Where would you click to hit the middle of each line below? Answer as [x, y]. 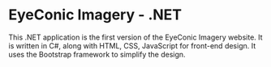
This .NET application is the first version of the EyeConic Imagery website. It [135, 37]
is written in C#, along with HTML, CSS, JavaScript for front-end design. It [132, 45]
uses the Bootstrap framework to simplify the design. [97, 54]
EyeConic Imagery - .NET [95, 15]
